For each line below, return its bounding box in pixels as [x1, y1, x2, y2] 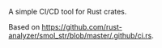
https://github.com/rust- [41, 22, 123, 31]
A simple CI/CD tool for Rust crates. [8, 7, 127, 16]
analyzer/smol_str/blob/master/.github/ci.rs [8, 31, 152, 40]
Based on [8, 22, 40, 31]
